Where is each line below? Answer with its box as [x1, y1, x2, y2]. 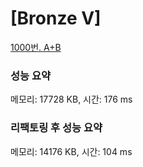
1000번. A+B [10, 41, 62, 53]
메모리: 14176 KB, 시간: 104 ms [10, 145, 133, 157]
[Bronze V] [10, 7, 102, 30]
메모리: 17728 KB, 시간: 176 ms [10, 93, 133, 106]
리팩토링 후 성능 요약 [10, 121, 103, 135]
